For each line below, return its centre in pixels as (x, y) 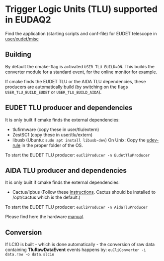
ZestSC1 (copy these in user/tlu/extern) (52, 134)
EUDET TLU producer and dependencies (69, 108)
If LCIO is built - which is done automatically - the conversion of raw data (80, 245)
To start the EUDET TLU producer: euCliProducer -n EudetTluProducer (78, 155)
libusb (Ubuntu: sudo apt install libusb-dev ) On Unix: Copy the (79, 140)
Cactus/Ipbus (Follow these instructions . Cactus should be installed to (84, 192)
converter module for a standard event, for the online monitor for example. (81, 72)
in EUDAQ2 (28, 20)
